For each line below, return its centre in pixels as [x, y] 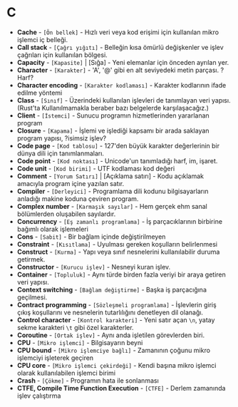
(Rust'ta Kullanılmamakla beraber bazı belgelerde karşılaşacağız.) [113, 108]
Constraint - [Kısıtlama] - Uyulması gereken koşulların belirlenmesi [117, 244]
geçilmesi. [32, 297]
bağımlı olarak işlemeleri [52, 229]
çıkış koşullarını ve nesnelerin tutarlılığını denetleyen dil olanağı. [110, 312]
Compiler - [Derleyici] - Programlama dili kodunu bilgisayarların [113, 191]
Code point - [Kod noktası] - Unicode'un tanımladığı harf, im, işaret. [117, 160]
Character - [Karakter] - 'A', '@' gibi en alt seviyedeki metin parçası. [118, 70]
